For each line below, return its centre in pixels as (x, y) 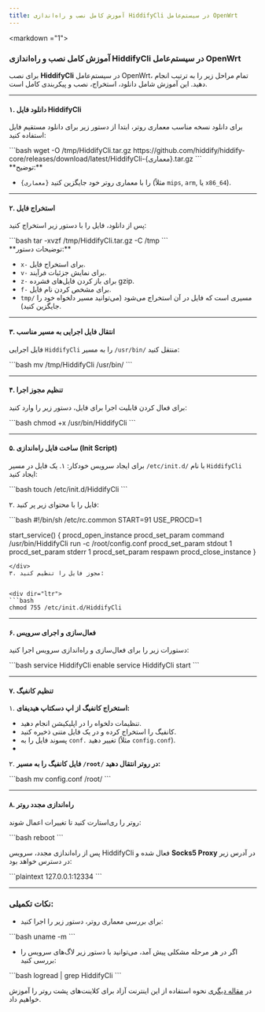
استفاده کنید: (28, 136)
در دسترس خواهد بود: (40, 861)
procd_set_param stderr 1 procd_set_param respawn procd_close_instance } (132, 552)
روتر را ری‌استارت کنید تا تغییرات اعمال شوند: (75, 822)
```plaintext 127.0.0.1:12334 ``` (56, 876)
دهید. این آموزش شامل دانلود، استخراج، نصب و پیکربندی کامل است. (108, 84)
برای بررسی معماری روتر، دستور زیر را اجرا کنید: (92, 921)
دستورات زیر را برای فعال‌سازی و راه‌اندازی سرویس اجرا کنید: (99, 650)
